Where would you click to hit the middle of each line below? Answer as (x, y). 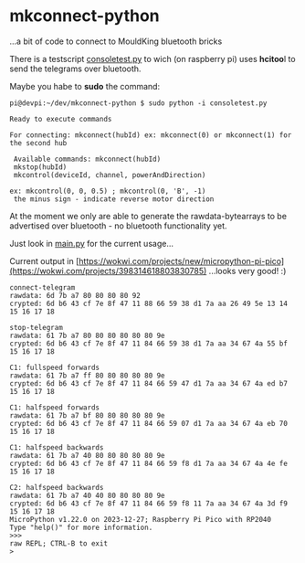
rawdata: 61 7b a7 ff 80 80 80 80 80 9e (88, 376)
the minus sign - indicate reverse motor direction (114, 199)
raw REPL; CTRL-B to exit (58, 543)
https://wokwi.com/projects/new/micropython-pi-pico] (182, 260)
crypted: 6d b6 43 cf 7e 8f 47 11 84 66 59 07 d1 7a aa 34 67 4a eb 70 (148, 423)
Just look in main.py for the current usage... (91, 243)
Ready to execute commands (61, 119)
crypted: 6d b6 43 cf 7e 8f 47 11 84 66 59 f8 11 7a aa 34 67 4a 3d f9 (148, 504)
